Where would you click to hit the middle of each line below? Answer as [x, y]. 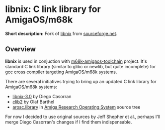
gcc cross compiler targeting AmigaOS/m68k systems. [61, 72]
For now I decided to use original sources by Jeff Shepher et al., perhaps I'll [83, 117]
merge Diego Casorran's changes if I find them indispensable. [69, 122]
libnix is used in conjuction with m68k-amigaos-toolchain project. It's [76, 61]
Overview [21, 49]
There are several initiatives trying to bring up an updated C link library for [81, 81]
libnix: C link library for [53, 9]
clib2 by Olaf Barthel [33, 102]
